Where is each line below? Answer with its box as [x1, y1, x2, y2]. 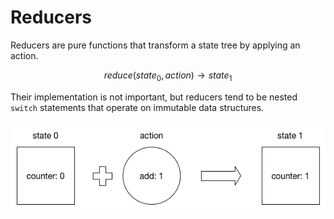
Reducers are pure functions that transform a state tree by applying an [10, 39, 301, 51]
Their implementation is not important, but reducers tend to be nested [10, 91, 298, 103]
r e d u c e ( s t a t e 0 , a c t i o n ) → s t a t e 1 [103, 69, 233, 83]
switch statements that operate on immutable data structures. [10, 101, 265, 113]
